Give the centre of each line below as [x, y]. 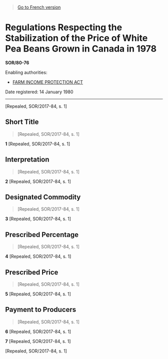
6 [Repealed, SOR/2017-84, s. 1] [38, 331]
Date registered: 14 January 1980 [39, 92]
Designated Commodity [43, 197]
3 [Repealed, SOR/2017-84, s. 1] [38, 219]
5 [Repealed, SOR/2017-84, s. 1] [38, 294]
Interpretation [27, 160]
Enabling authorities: [26, 72]
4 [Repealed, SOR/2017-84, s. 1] [38, 256]
